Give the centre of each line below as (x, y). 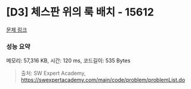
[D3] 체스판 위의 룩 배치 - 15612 (80, 12)
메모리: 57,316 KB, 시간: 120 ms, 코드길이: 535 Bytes (68, 61)
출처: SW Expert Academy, (53, 73)
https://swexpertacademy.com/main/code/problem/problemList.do (103, 80)
